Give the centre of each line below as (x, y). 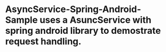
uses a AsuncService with (96, 20)
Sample (22, 20)
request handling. (44, 42)
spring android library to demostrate (83, 31)
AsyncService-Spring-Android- (73, 9)
